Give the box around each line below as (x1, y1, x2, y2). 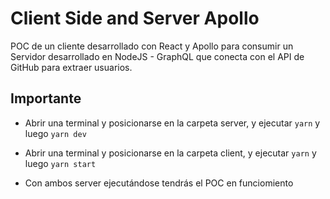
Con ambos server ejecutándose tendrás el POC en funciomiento (24, 177, 294, 189)
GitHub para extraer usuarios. (10, 61, 133, 73)
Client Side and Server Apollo (10, 7, 260, 30)
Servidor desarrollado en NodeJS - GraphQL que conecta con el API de (10, 50, 305, 62)
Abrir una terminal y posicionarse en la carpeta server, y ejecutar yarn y (24, 117, 321, 129)
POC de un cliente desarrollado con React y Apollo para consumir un (10, 40, 294, 52)
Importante (10, 90, 82, 107)
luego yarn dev (24, 127, 87, 139)
